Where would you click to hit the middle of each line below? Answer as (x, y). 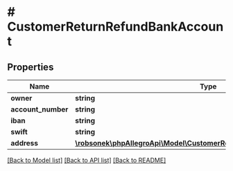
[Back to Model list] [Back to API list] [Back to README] (87, 160)
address (25, 143)
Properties (31, 67)
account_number (40, 109)
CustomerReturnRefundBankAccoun (115, 27)
